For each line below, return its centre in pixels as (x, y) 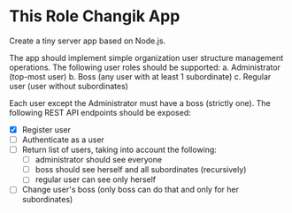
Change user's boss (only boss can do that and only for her (130, 190)
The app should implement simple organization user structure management (146, 57)
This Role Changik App (95, 16)
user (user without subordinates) (69, 86)
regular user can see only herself (96, 179)
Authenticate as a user (63, 140)
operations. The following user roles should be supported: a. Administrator (145, 67)
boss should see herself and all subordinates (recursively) (141, 170)
